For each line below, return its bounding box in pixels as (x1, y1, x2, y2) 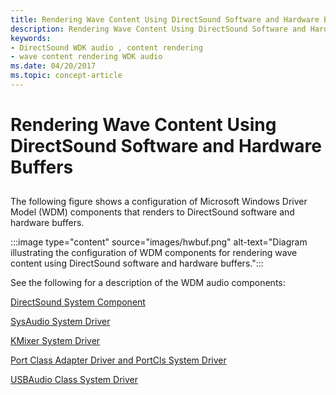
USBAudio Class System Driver (10, 374, 138, 386)
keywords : (10, 33, 52, 43)
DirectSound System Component (10, 296, 146, 308)
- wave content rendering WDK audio (10, 52, 163, 62)
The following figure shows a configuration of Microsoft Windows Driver (10, 196, 308, 208)
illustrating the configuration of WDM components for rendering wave (10, 247, 298, 259)
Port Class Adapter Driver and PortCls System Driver (10, 354, 227, 366)
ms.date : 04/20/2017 (10, 61, 97, 71)
